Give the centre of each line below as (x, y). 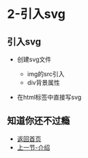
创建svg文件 (34, 59)
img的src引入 (46, 74)
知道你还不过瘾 (39, 121)
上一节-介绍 (33, 147)
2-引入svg (36, 14)
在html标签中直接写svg (49, 97)
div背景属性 (43, 82)
